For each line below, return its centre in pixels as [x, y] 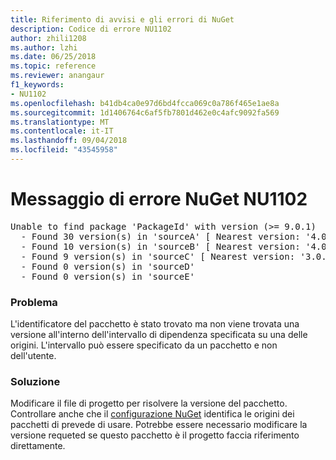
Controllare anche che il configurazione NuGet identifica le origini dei [152, 414]
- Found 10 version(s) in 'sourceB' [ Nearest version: [160, 246]
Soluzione [35, 382]
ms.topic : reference [53, 66]
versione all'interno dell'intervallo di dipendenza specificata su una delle [159, 335]
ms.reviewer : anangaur [57, 76]
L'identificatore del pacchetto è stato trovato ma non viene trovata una [155, 324]
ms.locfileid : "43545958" [64, 150]
